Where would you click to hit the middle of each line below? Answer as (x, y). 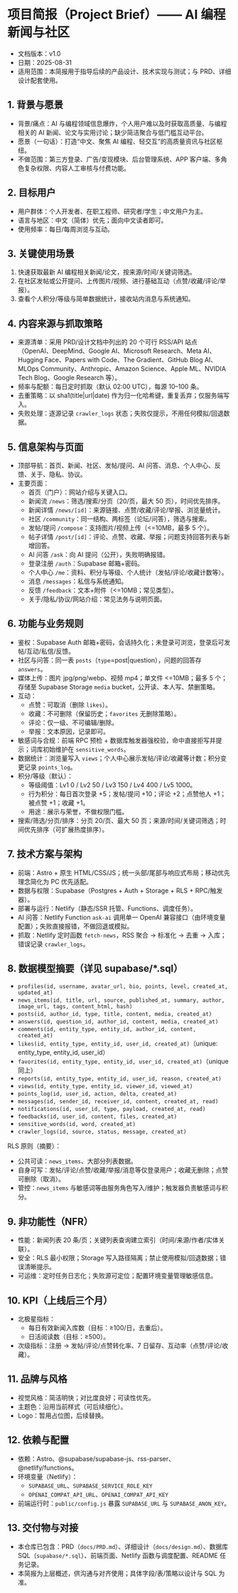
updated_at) (35, 993)
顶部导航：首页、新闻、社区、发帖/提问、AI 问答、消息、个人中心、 (116, 465)
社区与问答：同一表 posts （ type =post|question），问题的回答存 (110, 660)
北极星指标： (36, 1319)
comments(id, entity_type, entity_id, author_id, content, (107, 1030)
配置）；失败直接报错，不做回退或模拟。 (75, 926)
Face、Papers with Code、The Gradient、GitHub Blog (124, 360)
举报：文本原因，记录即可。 (69, 731)
